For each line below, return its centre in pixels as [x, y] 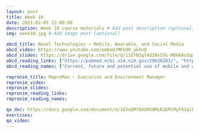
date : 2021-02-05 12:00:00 [39, 22]
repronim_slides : [28, 88]
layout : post [22, 12]
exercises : [20, 115]
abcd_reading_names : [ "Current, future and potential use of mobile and [98, 66]
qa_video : [18, 121]
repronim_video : [26, 82]
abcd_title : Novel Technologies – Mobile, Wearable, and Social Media [95, 44]
